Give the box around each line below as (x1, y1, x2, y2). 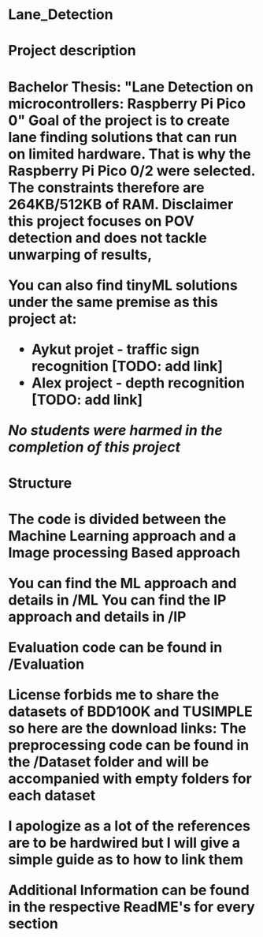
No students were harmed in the (8, 421, 223, 439)
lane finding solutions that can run (8, 128, 238, 146)
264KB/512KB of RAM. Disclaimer (8, 195, 234, 213)
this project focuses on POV (8, 212, 194, 230)
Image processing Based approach (8, 543, 241, 561)
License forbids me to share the (8, 685, 220, 703)
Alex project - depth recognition (31, 373, 246, 392)
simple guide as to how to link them (8, 850, 244, 868)
